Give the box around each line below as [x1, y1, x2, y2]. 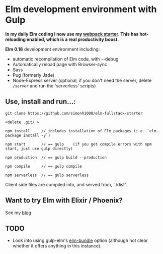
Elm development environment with [5, 4, 157, 15]
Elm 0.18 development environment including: [5, 46, 100, 52]
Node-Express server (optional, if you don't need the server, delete [12, 77, 152, 83]
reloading [5, 36, 26, 42]
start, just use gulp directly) [5, 146, 73, 151]
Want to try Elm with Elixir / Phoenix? [5, 196, 123, 205]
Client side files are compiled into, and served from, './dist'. [5, 181, 127, 187]
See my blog [5, 210, 32, 216]
